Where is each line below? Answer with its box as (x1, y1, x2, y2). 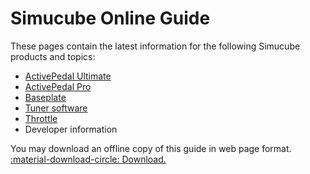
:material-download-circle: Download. (10, 153, 167, 165)
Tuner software (24, 102, 88, 114)
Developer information (24, 123, 118, 135)
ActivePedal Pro (24, 80, 92, 92)
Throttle (24, 112, 58, 124)
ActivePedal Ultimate (24, 70, 112, 82)
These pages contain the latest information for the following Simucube (10, 40, 301, 52)
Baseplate (24, 91, 67, 103)
